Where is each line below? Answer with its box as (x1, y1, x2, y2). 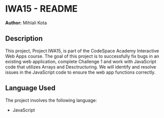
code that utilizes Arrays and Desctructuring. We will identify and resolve (5, 64, 156, 70)
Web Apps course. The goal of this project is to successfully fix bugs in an (5, 53, 159, 59)
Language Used (5, 84, 56, 92)
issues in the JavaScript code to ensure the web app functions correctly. (5, 69, 156, 75)
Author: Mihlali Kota (5, 20, 47, 26)
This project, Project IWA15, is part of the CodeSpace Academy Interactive (5, 47, 159, 53)
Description (5, 34, 43, 43)
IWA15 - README (5, 3, 78, 15)
